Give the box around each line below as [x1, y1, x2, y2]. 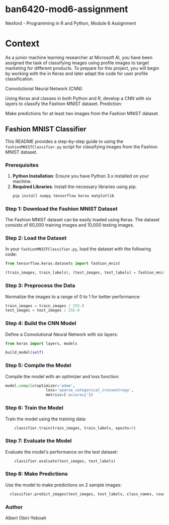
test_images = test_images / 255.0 [5, 308, 80, 313]
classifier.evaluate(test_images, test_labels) [14, 459, 116, 464]
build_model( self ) [5, 350, 44, 355]
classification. [5, 75, 34, 81]
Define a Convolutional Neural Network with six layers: [5, 331, 118, 337]
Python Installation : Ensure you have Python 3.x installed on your [12, 172, 149, 179]
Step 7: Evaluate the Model [5, 437, 72, 445]
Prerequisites [5, 161, 39, 168]
